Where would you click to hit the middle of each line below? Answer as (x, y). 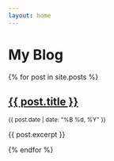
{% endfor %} (31, 150)
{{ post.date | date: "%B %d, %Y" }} (57, 120)
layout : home (30, 15)
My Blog (36, 54)
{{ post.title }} (44, 101)
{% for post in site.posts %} (53, 77)
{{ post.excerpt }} (37, 135)
